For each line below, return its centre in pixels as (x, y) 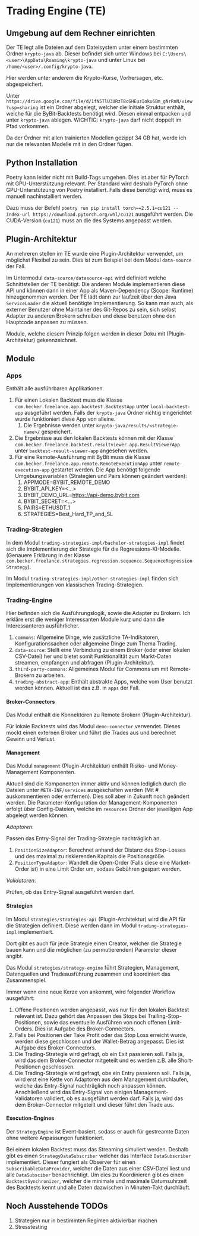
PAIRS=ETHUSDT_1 (47, 508)
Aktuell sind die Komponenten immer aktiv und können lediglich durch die (96, 784)
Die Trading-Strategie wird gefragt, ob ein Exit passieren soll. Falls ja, (99, 1054)
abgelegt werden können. (37, 815)
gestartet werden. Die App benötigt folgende (105, 470)
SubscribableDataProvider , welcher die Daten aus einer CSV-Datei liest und (99, 1168)
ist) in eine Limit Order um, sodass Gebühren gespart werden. (106, 869)
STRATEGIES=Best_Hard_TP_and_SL (68, 514)
